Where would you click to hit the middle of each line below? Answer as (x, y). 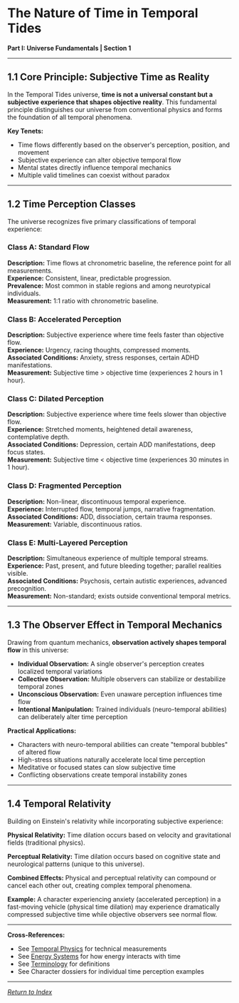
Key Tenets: (26, 131)
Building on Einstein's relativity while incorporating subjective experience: (116, 821)
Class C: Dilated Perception (56, 399)
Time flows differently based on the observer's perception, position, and (123, 145)
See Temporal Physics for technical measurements (92, 948)
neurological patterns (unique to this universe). (76, 864)
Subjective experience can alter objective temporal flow (99, 160)
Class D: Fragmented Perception (65, 486)
